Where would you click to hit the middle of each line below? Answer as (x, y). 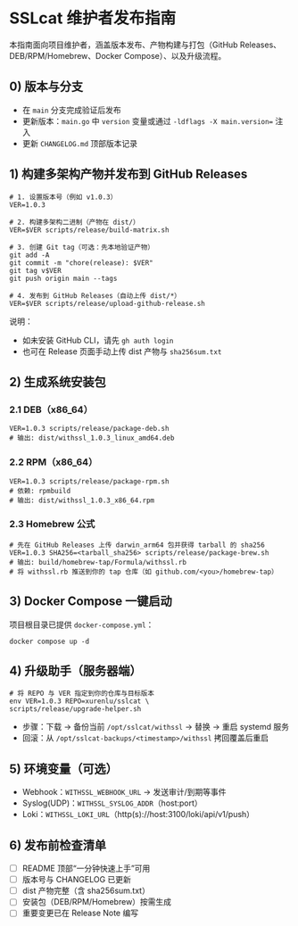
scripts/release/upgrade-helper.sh (75, 709)
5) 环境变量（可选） (63, 769)
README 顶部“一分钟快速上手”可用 (86, 868)
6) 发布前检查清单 (58, 845)
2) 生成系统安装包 (58, 381)
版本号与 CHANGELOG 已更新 (77, 880)
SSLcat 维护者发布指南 (93, 18)
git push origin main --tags (63, 278)
